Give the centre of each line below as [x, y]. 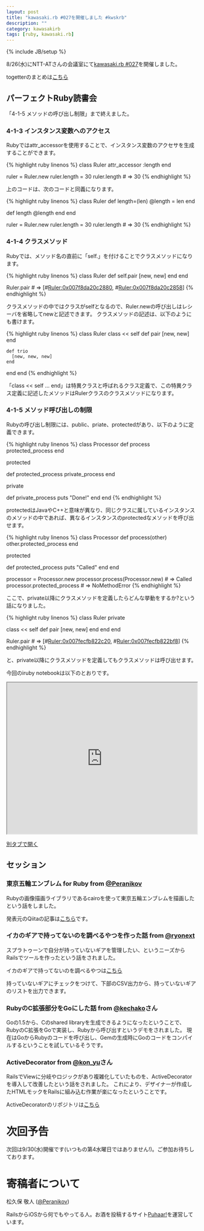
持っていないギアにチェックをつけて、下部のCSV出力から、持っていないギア [101, 983]
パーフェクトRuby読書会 [52, 98]
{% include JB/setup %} [36, 51]
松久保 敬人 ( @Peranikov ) [38, 1202]
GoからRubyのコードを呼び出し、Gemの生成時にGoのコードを [94, 1038]
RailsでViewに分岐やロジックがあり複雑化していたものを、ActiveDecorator [99, 1077]
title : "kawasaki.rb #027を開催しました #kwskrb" [67, 18]
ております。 [22, 1157]
